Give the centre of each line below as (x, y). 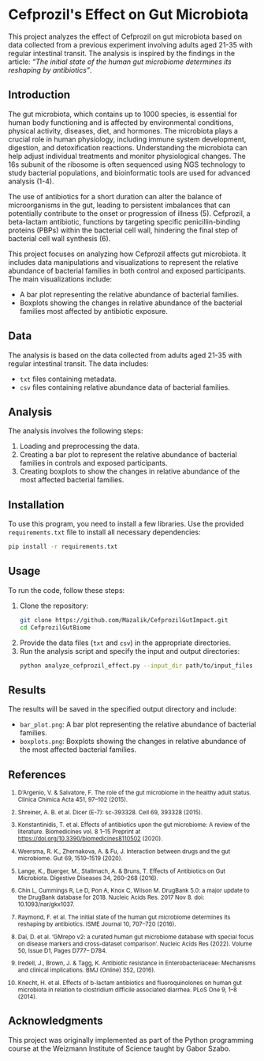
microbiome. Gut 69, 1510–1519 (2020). (71, 859)
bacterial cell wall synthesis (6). (59, 238)
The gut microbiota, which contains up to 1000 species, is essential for (123, 114)
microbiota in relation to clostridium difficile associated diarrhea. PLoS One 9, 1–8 (128, 990)
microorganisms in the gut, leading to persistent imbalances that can (119, 205)
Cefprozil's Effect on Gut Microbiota (128, 15)
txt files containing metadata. (68, 379)
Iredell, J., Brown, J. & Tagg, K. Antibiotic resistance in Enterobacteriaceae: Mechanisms (137, 963)
